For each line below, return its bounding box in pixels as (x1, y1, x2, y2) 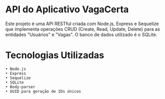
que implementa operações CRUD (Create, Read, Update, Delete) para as (5, 26, 160, 32)
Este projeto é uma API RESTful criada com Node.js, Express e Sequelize (5, 21, 159, 27)
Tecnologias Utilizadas (5, 50, 105, 61)
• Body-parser (5, 84, 36, 89)
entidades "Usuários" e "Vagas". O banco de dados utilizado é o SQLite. (5, 31, 157, 37)
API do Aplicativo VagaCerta (5, 4, 129, 15)
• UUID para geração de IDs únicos (5, 89, 81, 94)
